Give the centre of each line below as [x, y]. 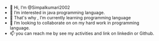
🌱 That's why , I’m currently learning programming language [70, 18]
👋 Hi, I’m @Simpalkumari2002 [40, 7]
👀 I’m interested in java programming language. [57, 13]
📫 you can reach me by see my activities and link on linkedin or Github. [82, 33]
